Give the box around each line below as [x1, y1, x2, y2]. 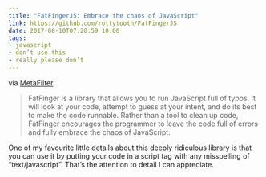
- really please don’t [8, 57, 84, 65]
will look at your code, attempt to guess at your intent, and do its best [27, 101, 257, 112]
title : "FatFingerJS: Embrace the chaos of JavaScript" [8, 11, 199, 20]
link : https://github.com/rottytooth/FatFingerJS [8, 19, 178, 27]
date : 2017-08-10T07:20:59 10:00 [8, 26, 120, 34]
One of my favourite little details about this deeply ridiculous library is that [8, 143, 252, 152]
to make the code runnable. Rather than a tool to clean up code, [27, 110, 239, 120]
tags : [8, 33, 26, 42]
